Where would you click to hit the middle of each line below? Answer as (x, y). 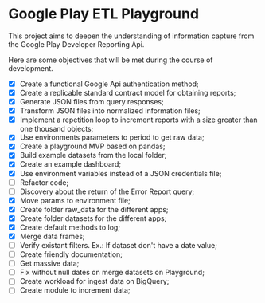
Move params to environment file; (75, 200)
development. (31, 68)
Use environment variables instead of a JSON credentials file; (121, 173)
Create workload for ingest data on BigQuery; (94, 281)
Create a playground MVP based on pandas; (92, 146)
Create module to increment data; (75, 290)
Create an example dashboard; (70, 164)
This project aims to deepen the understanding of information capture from (131, 36)
